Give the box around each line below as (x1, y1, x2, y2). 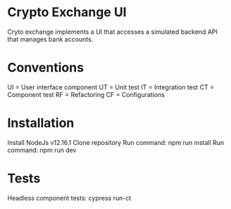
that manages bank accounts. (7, 34, 94, 43)
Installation (7, 115, 75, 131)
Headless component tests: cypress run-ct (7, 194, 132, 202)
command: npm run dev (7, 146, 77, 154)
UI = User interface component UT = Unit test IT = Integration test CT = (7, 82, 215, 91)
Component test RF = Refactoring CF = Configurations (7, 90, 166, 99)
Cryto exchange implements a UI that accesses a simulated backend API (7, 27, 218, 36)
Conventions (7, 60, 85, 76)
